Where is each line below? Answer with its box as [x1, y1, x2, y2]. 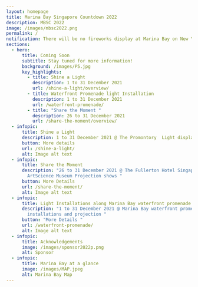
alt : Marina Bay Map [21, 272, 72, 278]
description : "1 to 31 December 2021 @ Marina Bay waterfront [21, 206, 178, 212]
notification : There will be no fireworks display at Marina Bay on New [6, 36, 189, 42]
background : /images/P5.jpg [21, 63, 91, 70]
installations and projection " [27, 212, 107, 217]
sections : [6, 42, 31, 48]
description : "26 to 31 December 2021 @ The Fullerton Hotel [21, 167, 176, 174]
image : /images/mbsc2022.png [6, 25, 78, 31]
